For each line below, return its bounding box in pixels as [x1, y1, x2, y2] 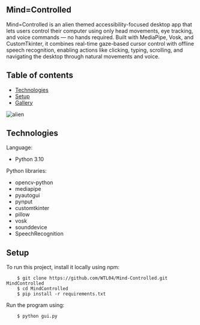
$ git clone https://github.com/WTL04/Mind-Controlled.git [17, 275, 168, 282]
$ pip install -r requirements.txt [17, 291, 106, 297]
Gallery [14, 99, 33, 106]
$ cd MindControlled [17, 286, 68, 292]
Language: [6, 144, 33, 151]
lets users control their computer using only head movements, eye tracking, [6, 27, 193, 34]
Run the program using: [6, 302, 65, 309]
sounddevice [14, 224, 47, 231]
